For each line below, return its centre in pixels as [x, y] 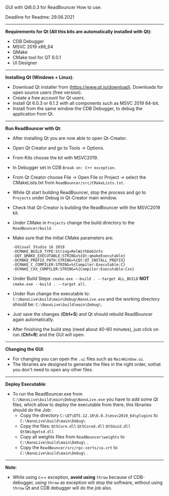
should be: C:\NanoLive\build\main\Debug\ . [57, 304]
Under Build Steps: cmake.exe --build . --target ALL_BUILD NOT [81, 279]
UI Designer [25, 63]
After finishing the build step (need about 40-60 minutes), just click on [86, 329]
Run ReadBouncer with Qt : [33, 128]
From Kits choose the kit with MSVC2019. [55, 158]
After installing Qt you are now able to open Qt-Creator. [70, 138]
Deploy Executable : [26, 384]
